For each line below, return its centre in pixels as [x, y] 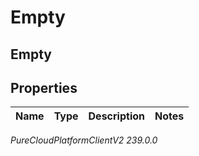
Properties [44, 87]
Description [116, 116]
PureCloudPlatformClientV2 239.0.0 [84, 140]
